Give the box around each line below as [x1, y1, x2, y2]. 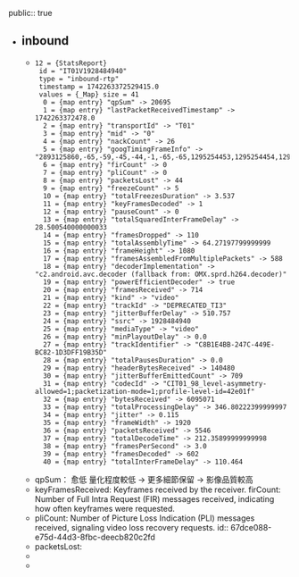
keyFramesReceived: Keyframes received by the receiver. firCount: [34, 484, 281, 495]
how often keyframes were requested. [34, 503, 176, 514]
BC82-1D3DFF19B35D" [34, 347, 108, 356]
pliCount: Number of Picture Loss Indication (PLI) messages [34, 513, 255, 523]
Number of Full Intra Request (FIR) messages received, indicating [34, 493, 275, 504]
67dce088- [230, 522, 272, 532]
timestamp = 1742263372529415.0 [38, 82, 160, 91]
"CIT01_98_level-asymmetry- [162, 379, 267, 388]
